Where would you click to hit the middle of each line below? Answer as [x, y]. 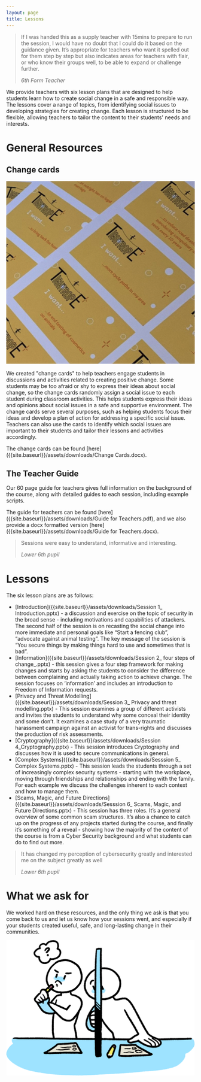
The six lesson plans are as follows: [50, 595]
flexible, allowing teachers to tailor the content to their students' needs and [99, 117]
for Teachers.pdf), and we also [148, 519]
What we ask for [48, 896]
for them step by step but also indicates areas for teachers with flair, [105, 56]
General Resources [54, 148]
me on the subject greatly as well [62, 860]
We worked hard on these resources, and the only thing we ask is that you [98, 913]
